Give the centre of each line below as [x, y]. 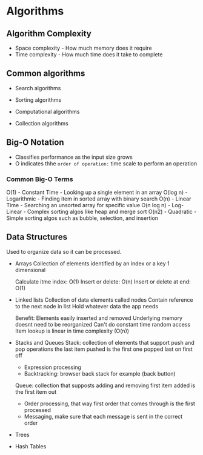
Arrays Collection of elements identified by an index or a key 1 [92, 263]
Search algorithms [38, 88]
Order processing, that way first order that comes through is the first [109, 404]
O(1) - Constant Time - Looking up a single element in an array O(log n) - [97, 192]
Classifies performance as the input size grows [74, 157]
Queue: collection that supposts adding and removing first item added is [105, 385]
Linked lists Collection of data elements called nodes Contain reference [104, 300]
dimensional [30, 270]
